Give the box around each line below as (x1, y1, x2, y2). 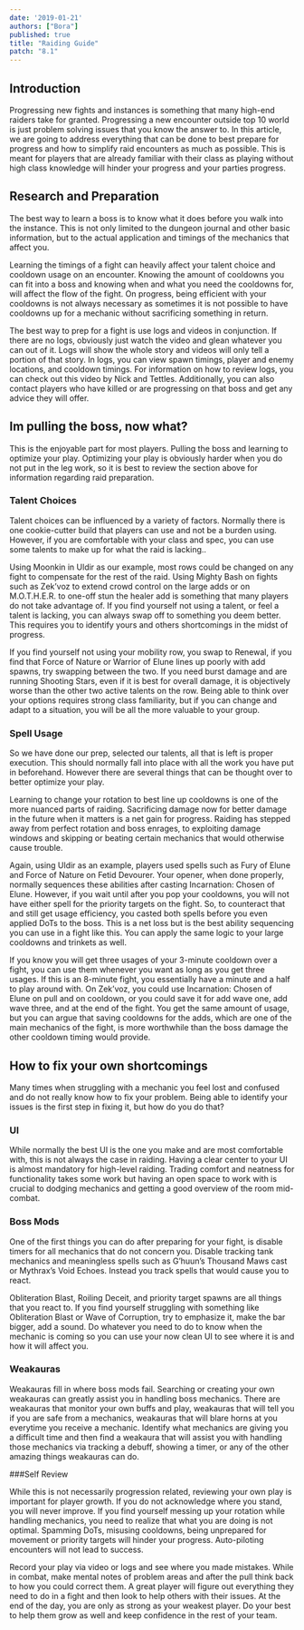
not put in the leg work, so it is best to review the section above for (9, 462, 258, 473)
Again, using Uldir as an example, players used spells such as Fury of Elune (9, 860, 291, 871)
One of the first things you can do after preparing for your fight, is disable (9, 1235, 283, 1247)
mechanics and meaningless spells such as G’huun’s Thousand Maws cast (9, 1255, 288, 1266)
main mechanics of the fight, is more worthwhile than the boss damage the (9, 1022, 289, 1033)
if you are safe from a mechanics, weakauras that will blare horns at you (9, 1412, 278, 1423)
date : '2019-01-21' (9, 13, 83, 23)
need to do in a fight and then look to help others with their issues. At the (9, 1590, 281, 1601)
